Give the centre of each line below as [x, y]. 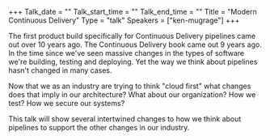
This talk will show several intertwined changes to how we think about [125, 119]
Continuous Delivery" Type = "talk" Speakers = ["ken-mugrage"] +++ [124, 20]
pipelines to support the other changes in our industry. [99, 127]
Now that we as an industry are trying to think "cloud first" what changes [130, 86]
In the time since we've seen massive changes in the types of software [127, 53]
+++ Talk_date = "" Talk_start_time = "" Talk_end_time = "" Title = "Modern [133, 12]
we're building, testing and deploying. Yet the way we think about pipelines [133, 62]
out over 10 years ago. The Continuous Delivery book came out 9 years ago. [135, 45]
